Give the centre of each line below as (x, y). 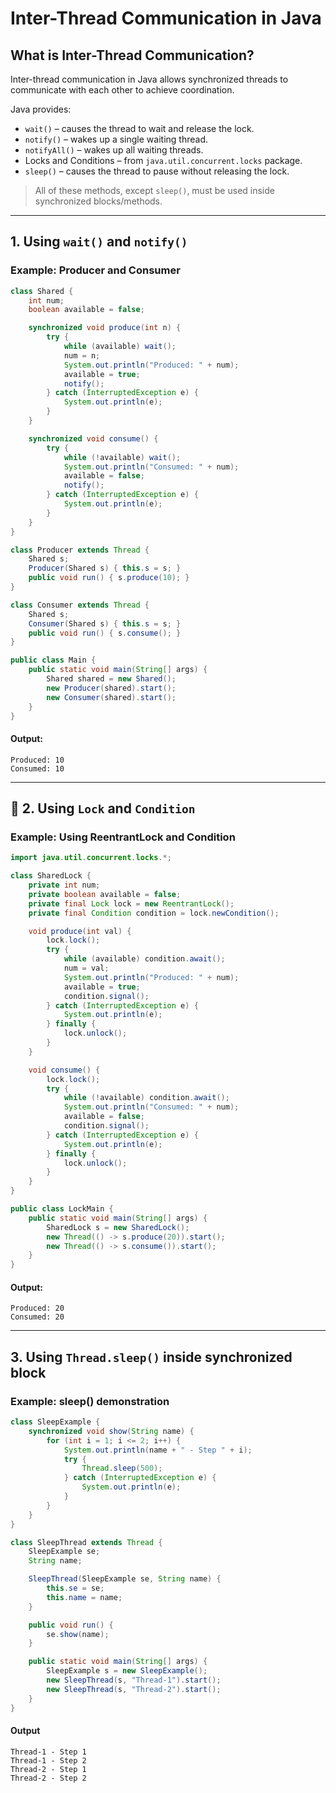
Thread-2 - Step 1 (48, 1769)
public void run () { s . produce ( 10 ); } (109, 578)
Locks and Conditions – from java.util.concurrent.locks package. (163, 160)
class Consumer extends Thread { (80, 605)
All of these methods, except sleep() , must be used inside (154, 190)
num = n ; (82, 355)
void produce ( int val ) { (80, 931)
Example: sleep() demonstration (90, 1401)
